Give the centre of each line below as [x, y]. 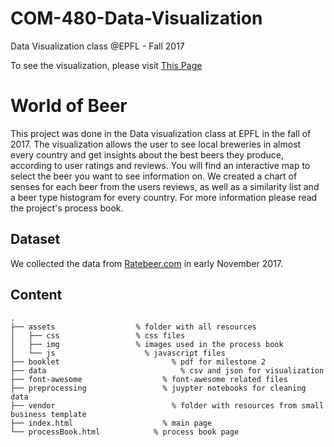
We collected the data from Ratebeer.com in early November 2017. [147, 263]
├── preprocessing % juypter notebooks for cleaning [158, 388]
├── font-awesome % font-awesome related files [149, 379]
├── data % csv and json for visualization [167, 370]
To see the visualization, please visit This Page [106, 65]
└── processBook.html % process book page [125, 432]
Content [36, 295]
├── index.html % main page [111, 423]
